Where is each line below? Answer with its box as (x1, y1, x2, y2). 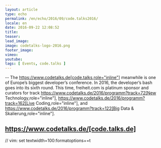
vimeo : (5, 52, 18, 57)
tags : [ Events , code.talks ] (5, 61, 66, 66)
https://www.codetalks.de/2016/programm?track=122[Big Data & (5, 105, 134, 112)
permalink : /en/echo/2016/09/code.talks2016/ (5, 16, 98, 21)
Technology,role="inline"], (5, 95, 57, 101)
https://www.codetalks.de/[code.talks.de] (5, 125, 136, 133)
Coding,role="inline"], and (35, 100, 88, 106)
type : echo (5, 12, 27, 16)
